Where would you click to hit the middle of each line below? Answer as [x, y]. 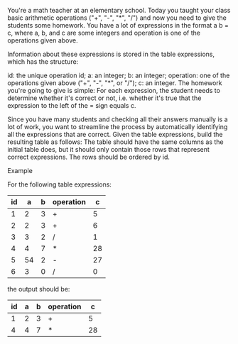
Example [20, 171]
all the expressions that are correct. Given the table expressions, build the [115, 134]
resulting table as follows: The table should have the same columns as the [115, 142]
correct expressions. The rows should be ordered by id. [89, 157]
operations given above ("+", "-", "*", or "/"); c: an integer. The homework [115, 83]
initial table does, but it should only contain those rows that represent [108, 149]
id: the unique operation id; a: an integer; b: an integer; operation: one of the [119, 75]
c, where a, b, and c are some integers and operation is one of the [104, 33]
